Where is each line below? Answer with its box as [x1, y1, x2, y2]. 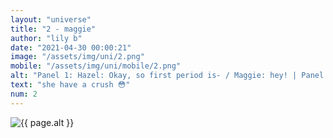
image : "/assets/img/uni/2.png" [10, 52, 145, 62]
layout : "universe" [10, 14, 92, 25]
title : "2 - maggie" [10, 24, 97, 34]
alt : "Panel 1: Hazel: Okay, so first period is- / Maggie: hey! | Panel [10, 71, 325, 81]
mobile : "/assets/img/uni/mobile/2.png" [10, 61, 182, 71]
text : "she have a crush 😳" [10, 80, 131, 90]
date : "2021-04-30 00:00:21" [10, 42, 132, 53]
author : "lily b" [10, 33, 83, 43]
